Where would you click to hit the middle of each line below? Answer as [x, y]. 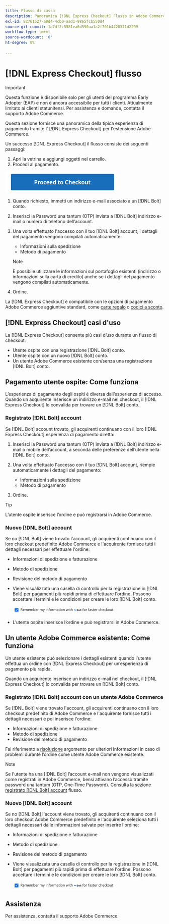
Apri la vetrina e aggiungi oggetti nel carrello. [59, 159]
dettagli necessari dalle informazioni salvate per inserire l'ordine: [72, 825]
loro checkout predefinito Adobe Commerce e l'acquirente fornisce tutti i [80, 544]
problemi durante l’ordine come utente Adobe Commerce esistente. [75, 754]
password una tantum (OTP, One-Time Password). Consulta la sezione [78, 785]
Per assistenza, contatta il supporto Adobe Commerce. [62, 916]
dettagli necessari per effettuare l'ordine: [48, 549]
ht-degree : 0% [20, 43]
